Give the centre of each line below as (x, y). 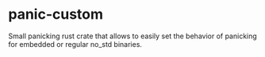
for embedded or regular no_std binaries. (75, 44)
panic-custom (56, 14)
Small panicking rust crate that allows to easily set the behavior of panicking (133, 36)
